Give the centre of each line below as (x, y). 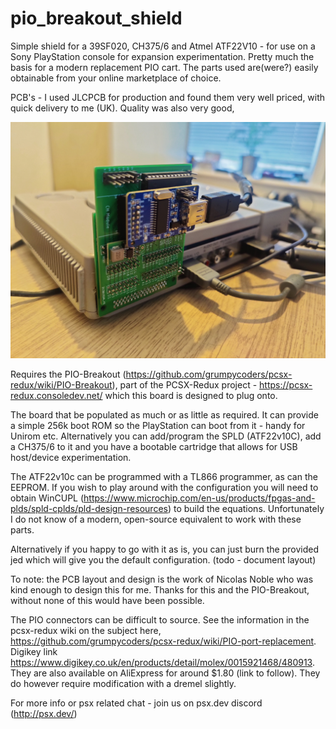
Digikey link (34, 651)
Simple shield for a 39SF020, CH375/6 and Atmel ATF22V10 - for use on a (163, 46)
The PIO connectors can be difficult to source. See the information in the (160, 619)
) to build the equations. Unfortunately (246, 508)
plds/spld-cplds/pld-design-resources (89, 508)
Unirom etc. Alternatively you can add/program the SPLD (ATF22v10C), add (166, 436)
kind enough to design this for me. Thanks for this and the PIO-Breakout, (160, 589)
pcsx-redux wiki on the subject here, (86, 630)
